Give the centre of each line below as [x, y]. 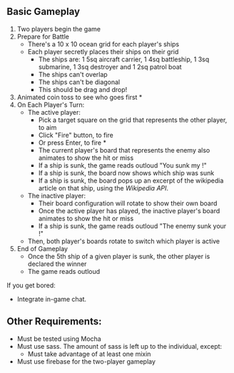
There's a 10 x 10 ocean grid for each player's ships [103, 44]
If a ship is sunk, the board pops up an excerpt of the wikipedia [131, 180]
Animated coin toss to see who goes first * [80, 97]
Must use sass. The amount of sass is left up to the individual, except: [119, 346]
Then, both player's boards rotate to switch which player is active [124, 241]
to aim [47, 127]
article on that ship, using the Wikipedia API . [103, 188]
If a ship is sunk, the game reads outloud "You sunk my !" [123, 165]
